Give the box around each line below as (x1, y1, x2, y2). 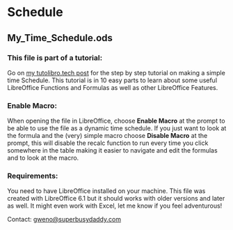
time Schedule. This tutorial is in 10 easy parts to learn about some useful (7, 76, 218, 84)
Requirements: (7, 171, 58, 181)
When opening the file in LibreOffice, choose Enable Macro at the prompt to (7, 116, 225, 125)
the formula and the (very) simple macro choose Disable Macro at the (7, 132, 208, 140)
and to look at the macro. (7, 154, 79, 162)
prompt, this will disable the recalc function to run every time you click (7, 139, 209, 147)
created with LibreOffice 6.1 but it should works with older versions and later (7, 194, 225, 203)
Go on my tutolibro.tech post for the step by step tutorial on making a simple (7, 68, 226, 77)
